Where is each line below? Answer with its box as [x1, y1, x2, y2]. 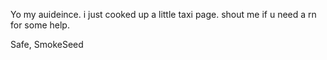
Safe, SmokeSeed [10, 39, 84, 50]
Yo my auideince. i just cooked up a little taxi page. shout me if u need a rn [10, 9, 317, 20]
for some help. [10, 19, 70, 31]
